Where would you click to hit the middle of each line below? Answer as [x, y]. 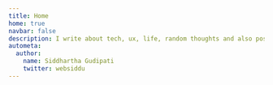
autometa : [25, 46]
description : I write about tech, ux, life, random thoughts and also [130, 38]
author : [29, 53]
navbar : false [32, 31]
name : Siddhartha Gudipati [69, 62]
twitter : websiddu [54, 69]
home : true [27, 23]
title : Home [28, 16]
